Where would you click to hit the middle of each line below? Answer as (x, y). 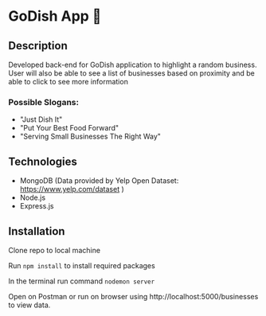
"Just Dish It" (41, 119)
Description (38, 46)
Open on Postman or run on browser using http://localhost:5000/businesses (133, 296)
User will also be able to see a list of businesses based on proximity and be (131, 73)
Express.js (37, 206)
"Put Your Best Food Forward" (69, 128)
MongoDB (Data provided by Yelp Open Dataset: (99, 181)
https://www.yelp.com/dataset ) (72, 189)
